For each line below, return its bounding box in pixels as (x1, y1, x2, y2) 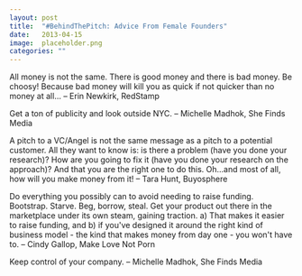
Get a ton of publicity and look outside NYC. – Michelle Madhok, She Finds (9, 108, 286, 119)
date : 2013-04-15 (9, 30, 83, 39)
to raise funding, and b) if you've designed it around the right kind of (9, 220, 263, 231)
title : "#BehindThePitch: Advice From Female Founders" (9, 22, 228, 31)
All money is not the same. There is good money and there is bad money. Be (9, 71, 293, 82)
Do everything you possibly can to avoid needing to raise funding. (9, 191, 254, 202)
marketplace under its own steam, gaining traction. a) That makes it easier (9, 210, 285, 221)
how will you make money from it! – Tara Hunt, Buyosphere (9, 173, 228, 185)
